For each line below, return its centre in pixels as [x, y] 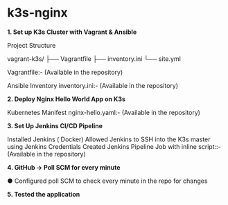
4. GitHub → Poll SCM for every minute [64, 167]
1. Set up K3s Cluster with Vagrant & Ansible [72, 32]
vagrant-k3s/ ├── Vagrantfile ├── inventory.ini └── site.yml [94, 59]
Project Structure [32, 45]
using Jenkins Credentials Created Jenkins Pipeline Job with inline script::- [114, 146]
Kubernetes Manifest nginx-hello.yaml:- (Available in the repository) [104, 112]
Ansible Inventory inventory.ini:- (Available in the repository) [93, 85]
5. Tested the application [44, 194]
